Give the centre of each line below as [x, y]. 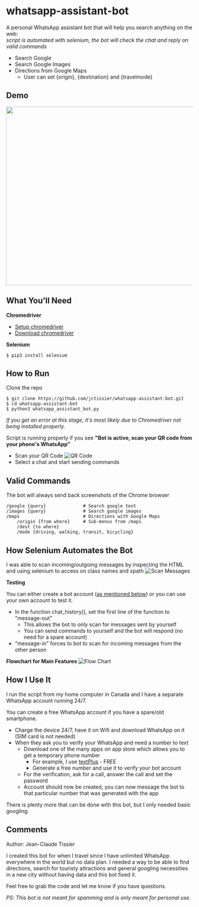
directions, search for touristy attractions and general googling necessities [97, 868]
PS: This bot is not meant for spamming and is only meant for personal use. [99, 897]
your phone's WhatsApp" [38, 444]
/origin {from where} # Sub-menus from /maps [79, 522]
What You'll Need [39, 301]
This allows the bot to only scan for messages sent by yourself [100, 624]
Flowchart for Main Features [42, 661]
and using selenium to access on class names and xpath [75, 571]
